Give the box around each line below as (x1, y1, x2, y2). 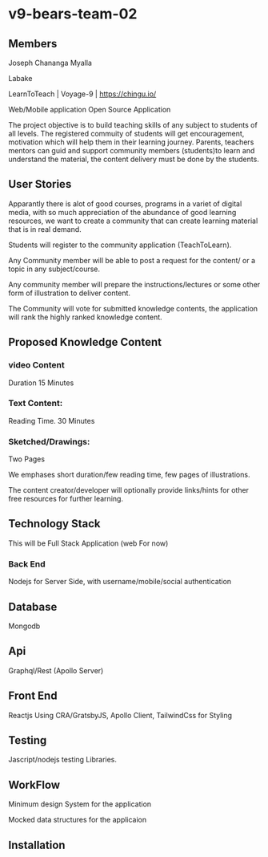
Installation (8, 838, 66, 851)
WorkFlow (8, 778, 61, 791)
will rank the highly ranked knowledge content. (8, 312, 162, 322)
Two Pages (8, 454, 46, 464)
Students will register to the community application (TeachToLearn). (8, 240, 232, 250)
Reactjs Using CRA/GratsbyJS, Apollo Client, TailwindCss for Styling (8, 710, 233, 720)
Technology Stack (8, 517, 101, 530)
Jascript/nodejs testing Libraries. (8, 755, 118, 765)
